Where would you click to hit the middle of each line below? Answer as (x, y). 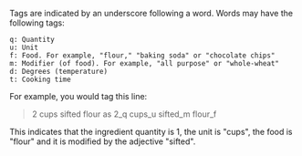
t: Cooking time (40, 79)
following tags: (37, 23)
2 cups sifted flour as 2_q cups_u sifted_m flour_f (124, 114)
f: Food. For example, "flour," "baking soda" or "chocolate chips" (142, 56)
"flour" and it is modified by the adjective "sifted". (103, 141)
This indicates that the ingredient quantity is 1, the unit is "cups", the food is (151, 132)
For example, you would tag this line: (78, 96)
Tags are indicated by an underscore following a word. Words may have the (151, 13)
